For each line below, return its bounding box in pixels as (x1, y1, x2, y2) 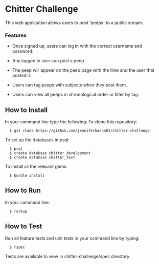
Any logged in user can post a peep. (12, 58, 86, 64)
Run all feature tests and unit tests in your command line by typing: (5, 235, 140, 241)
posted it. (12, 73, 32, 79)
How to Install (5, 106, 48, 114)
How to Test (5, 222, 43, 231)
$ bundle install (9, 173, 45, 178)
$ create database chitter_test (9, 155, 76, 160)
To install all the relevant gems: (5, 163, 68, 170)
